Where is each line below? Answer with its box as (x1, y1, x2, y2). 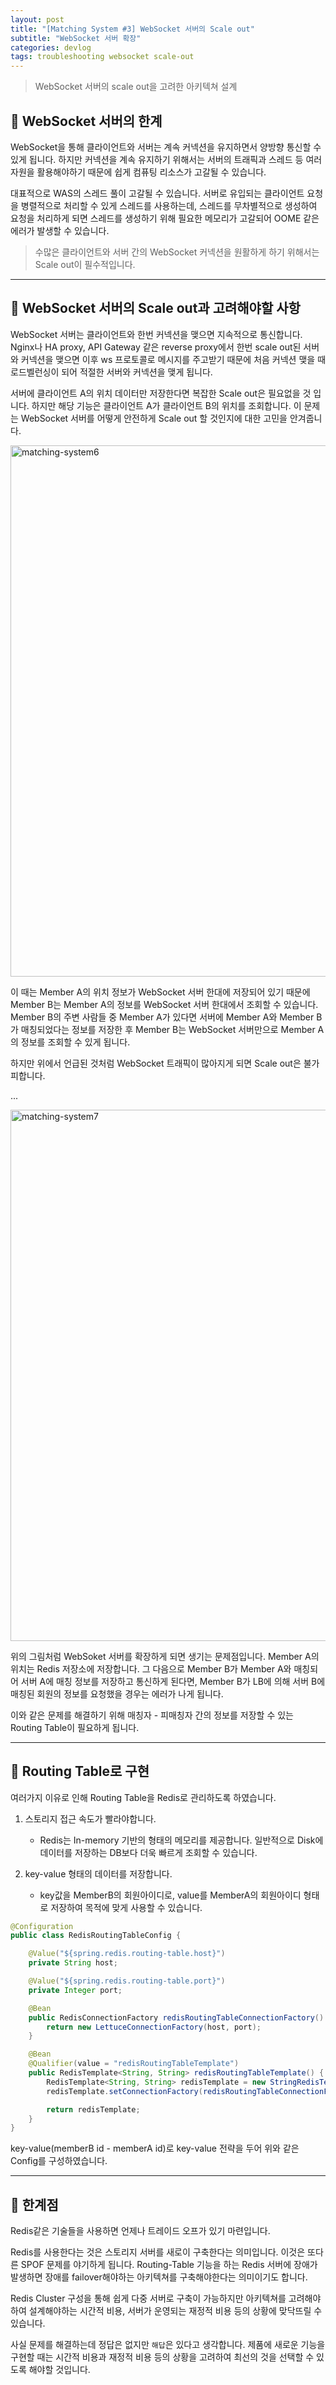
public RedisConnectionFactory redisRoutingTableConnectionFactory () (28, 2012, 325, 2023)
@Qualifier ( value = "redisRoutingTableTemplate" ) (28, 2059, 240, 2069)
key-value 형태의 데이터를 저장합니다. (24, 1867, 173, 1880)
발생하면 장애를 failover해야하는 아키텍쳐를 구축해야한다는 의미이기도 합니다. (10, 2271, 308, 2283)
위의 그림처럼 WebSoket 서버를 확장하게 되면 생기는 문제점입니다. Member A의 (10, 1650, 320, 1662)
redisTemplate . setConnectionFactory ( (46, 2086, 203, 2096)
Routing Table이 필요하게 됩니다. (10, 1721, 140, 1733)
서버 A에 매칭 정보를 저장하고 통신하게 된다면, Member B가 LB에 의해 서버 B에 (20, 1675, 326, 1687)
